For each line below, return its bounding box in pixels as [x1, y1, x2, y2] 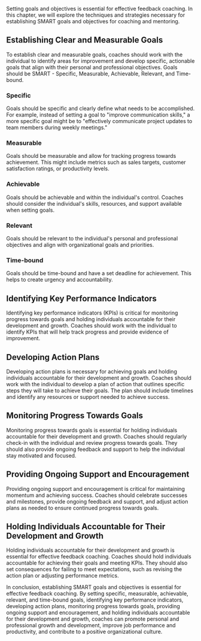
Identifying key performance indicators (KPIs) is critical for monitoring [6, 309, 178, 316]
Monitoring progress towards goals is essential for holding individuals [6, 426, 178, 434]
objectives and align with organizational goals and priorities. [6, 242, 154, 248]
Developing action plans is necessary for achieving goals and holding [6, 368, 178, 375]
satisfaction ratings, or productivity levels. [6, 165, 109, 172]
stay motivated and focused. [6, 451, 77, 459]
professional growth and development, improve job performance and [6, 622, 176, 629]
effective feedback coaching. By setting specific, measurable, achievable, [6, 590, 188, 597]
